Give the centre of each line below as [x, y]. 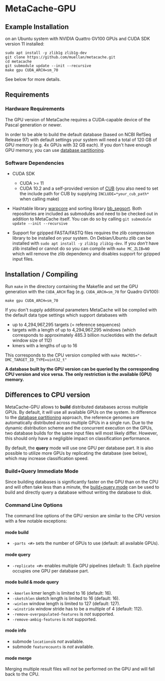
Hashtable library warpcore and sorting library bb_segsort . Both [77, 208]
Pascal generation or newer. [33, 125]
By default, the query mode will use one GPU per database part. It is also [79, 448]
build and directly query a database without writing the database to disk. [79, 492]
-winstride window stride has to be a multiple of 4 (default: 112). [78, 609]
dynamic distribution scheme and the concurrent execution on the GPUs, [79, 428]
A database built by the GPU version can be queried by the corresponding [82, 369]
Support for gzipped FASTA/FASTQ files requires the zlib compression [83, 233]
